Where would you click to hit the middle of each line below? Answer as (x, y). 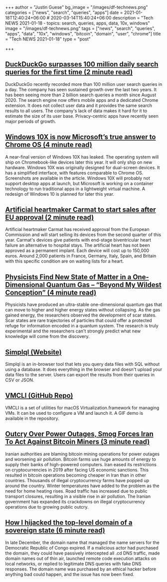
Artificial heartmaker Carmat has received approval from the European (77, 230)
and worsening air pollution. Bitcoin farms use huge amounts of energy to (81, 459)
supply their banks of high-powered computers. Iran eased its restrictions (81, 464)
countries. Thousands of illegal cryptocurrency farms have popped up (77, 480)
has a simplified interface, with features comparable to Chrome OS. (74, 173)
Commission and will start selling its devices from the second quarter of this (83, 235)
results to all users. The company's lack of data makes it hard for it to (76, 111)
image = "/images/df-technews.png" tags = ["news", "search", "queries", (80, 28)
